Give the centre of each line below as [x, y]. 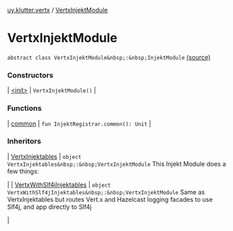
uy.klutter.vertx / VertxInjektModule [58, 10]
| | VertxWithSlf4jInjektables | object [59, 185]
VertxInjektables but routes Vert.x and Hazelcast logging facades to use [110, 199]
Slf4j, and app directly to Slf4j [49, 207]
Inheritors [24, 142]
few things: [23, 171]
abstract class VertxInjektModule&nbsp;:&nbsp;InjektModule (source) [109, 57]
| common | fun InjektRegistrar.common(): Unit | [79, 123]
